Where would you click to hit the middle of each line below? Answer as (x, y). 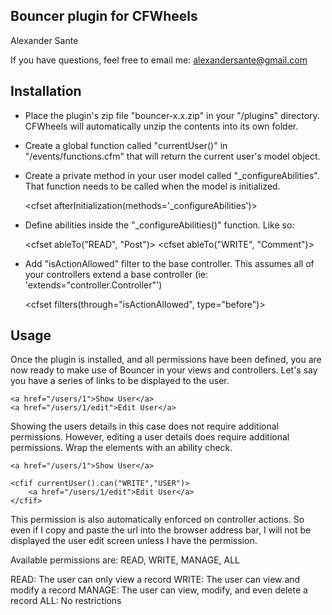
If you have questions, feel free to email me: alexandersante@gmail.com (159, 60)
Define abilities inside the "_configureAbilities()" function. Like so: (159, 225)
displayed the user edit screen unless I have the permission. (134, 541)
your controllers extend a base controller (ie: (116, 274)
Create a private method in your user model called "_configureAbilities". (172, 175)
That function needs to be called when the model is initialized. (152, 186)
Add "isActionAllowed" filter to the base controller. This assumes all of (169, 263)
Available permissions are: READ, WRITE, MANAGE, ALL (125, 560)
